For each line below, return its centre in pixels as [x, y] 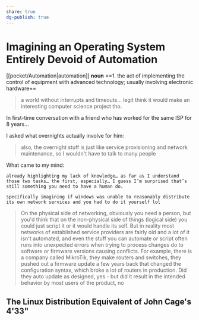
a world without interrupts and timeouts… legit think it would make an [105, 100]
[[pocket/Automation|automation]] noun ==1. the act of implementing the [96, 76]
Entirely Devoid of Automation [82, 59]
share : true [21, 12]
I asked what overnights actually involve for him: [65, 136]
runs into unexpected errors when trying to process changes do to [102, 245]
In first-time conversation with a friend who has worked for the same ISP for [99, 118]
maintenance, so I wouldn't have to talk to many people [88, 154]
